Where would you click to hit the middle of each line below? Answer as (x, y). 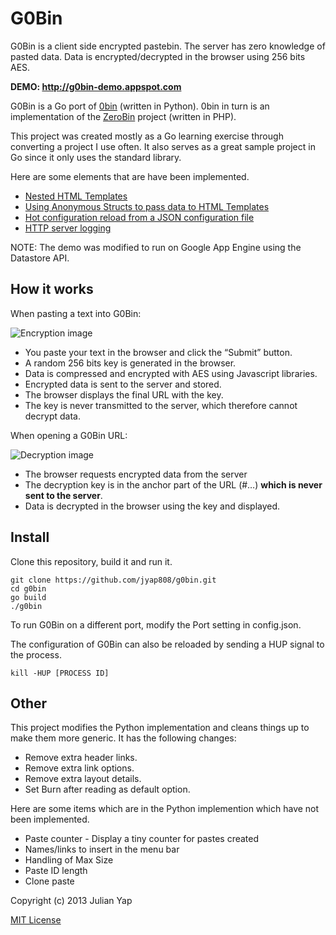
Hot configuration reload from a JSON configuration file (139, 217)
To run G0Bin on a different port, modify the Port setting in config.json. (156, 624)
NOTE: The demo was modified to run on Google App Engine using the (156, 247)
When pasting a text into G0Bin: (76, 313)
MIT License (36, 920)
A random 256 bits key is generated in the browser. (130, 363)
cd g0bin (28, 588)
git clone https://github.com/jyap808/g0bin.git (113, 580)
